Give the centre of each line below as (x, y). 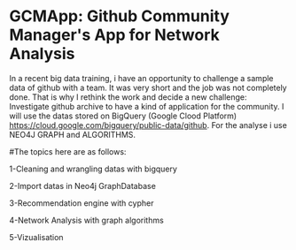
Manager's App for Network (114, 35)
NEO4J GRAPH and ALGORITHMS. (72, 134)
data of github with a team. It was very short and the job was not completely (148, 87)
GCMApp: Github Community (120, 16)
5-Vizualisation (36, 237)
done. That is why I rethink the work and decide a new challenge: (128, 97)
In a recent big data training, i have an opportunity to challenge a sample (141, 78)
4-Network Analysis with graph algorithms (86, 220)
